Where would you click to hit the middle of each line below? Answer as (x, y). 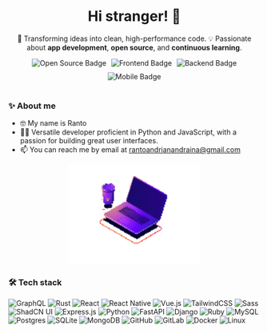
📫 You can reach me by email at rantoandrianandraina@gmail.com (130, 150)
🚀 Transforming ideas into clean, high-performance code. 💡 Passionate (134, 38)
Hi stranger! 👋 (134, 16)
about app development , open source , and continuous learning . (134, 47)
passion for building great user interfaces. (89, 141)
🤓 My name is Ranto (53, 123)
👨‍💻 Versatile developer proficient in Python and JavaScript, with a (128, 132)
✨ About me (32, 106)
